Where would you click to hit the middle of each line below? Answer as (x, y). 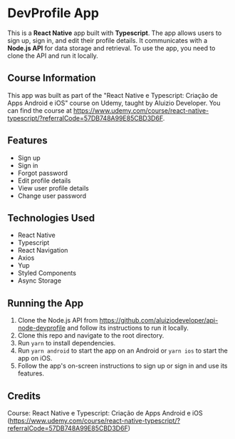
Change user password (52, 196)
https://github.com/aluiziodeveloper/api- (159, 321)
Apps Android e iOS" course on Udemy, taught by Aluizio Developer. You (114, 103)
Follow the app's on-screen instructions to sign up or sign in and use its (122, 366)
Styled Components (47, 273)
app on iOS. (35, 358)
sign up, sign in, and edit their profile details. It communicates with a (108, 40)
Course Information (52, 78)
